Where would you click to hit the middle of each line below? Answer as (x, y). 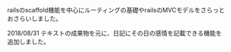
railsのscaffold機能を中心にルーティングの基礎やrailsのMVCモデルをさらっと (116, 10)
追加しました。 (28, 42)
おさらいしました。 (35, 18)
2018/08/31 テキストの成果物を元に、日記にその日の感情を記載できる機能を (115, 33)
